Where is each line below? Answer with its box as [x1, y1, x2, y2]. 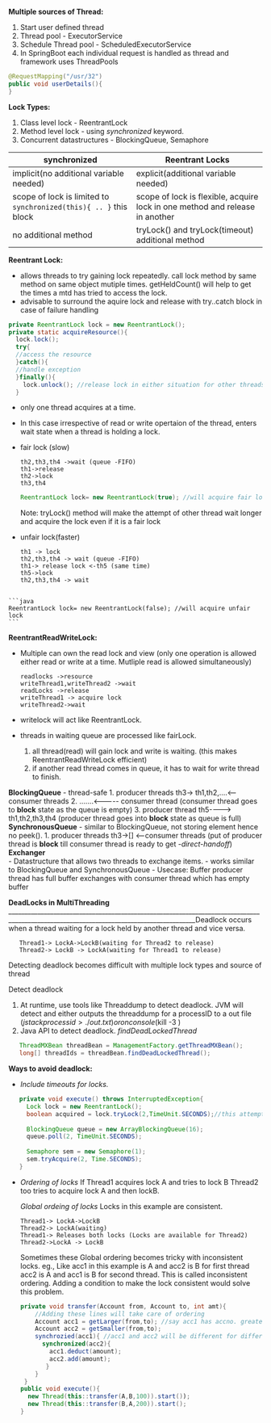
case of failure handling [19, 304, 99, 314]
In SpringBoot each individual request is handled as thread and [19, 48, 230, 57]
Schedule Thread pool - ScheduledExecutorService [19, 40, 192, 49]
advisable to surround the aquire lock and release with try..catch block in [19, 296, 263, 306]
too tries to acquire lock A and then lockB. [19, 1186, 160, 1195]
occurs [228, 915, 252, 925]
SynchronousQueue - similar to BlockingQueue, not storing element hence [8, 822, 259, 832]
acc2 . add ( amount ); [49, 1354, 111, 1363]
